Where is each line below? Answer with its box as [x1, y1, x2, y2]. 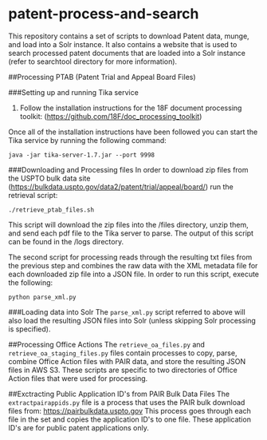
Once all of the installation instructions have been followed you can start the [8, 127, 258, 137]
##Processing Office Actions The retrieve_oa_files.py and [8, 339, 206, 349]
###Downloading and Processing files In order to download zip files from [8, 165, 249, 174]
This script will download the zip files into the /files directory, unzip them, [8, 220, 249, 229]
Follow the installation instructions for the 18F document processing [19, 103, 242, 113]
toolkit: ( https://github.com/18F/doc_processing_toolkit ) [19, 111, 202, 121]
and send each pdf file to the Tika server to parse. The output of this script [8, 228, 253, 238]
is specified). [8, 324, 51, 334]
